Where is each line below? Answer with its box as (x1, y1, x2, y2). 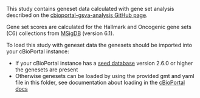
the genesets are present (15, 66, 78, 73)
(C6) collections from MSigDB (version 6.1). (6, 30, 114, 37)
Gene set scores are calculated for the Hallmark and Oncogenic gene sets (6, 24, 191, 30)
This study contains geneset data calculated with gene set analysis (6, 5, 174, 12)
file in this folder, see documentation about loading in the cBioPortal (15, 79, 185, 86)
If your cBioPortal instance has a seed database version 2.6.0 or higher (15, 60, 193, 67)
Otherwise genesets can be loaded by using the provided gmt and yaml (15, 73, 195, 79)
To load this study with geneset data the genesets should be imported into (6, 42, 193, 48)
